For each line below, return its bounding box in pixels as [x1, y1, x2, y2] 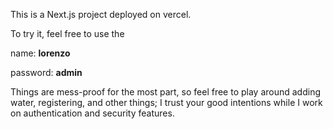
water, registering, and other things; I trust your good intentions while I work [10, 97, 323, 108]
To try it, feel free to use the [10, 28, 125, 39]
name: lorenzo [10, 47, 71, 59]
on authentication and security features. [10, 107, 175, 119]
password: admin [10, 67, 83, 78]
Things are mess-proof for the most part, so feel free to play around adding [10, 86, 321, 98]
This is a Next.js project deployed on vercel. [10, 9, 192, 20]
